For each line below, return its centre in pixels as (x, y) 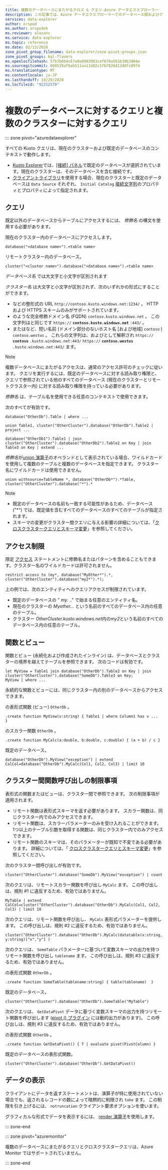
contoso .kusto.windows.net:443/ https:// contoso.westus (73, 341)
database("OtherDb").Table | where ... (47, 417)
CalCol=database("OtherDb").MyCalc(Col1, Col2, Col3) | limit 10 (75, 764)
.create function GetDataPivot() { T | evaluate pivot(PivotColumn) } (80, 1044)
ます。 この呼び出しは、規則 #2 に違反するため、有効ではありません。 (78, 925)
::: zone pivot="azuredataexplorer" (41, 138)
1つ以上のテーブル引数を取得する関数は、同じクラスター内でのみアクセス (88, 829)
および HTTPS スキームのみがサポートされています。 (67, 310)
